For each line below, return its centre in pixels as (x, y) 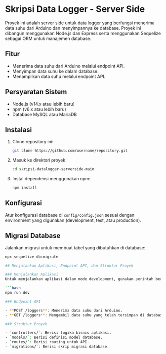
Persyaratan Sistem (36, 92)
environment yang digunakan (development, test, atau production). (73, 220)
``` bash (13, 288)
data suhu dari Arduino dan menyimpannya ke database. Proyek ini (73, 28)
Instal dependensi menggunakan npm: (51, 179)
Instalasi (19, 130)
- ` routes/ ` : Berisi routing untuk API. (47, 342)
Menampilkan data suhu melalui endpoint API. (59, 76)
